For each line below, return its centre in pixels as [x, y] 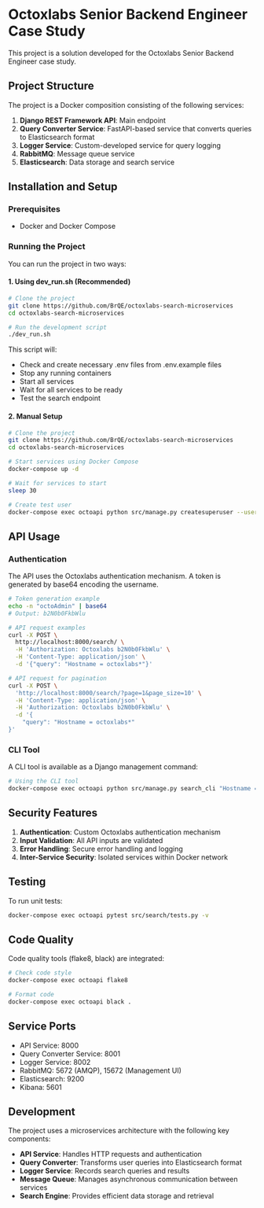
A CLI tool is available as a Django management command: [103, 767]
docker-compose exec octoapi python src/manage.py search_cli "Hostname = [133, 789]
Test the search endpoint [60, 398]
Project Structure [51, 86]
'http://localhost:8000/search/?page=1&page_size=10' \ [108, 693]
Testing [27, 882]
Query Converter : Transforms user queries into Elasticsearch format [130, 1162]
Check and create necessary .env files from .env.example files [121, 365]
